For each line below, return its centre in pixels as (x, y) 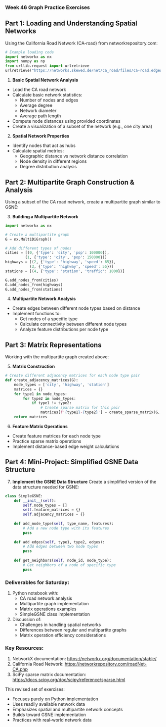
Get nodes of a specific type (49, 319)
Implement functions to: (36, 314)
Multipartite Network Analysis (44, 299)
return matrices (31, 417)
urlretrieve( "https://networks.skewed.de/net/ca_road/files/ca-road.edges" (85, 71)
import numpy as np (25, 61)
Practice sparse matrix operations (47, 441)
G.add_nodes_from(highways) (34, 285)
